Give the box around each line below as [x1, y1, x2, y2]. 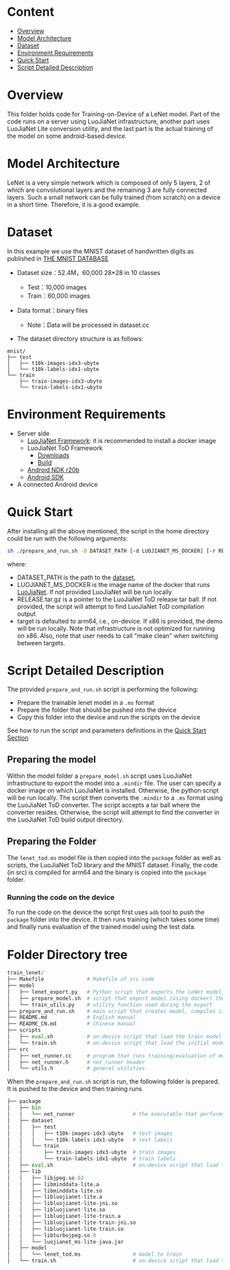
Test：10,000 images [27, 283, 87, 291]
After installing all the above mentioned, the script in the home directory [7, 527, 209, 535]
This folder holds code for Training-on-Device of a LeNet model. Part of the [7, 110, 220, 118]
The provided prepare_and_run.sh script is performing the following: [7, 685, 199, 693]
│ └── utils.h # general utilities [7, 1065, 146, 1072]
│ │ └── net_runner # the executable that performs [7, 1111, 225, 1118]
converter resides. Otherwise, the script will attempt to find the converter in [7, 808, 220, 817]
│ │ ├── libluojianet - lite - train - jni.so [7, 1219, 136, 1226]
